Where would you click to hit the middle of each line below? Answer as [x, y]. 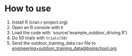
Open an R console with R [37, 27]
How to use [28, 9]
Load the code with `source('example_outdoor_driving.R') [69, 32]
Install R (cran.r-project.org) [40, 22]
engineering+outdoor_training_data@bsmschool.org [64, 48]
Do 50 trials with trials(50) [40, 38]
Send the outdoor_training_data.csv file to [54, 43]
